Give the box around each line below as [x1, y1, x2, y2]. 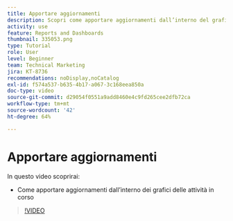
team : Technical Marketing [7, 62, 85, 69]
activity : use [7, 23, 49, 30]
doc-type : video [7, 87, 54, 94]
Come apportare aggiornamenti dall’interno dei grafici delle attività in [17, 185, 214, 194]
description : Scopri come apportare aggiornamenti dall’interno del [7, 17, 209, 24]
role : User [7, 49, 39, 56]
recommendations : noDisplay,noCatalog [7, 74, 119, 82]
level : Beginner [7, 55, 54, 62]
